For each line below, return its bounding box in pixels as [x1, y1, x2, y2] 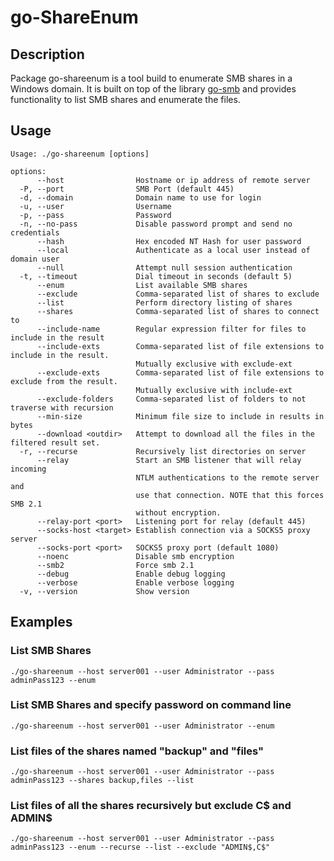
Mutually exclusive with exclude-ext [135, 359, 293, 369]
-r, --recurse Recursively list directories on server [19, 446, 307, 456]
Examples [10, 614, 73, 631]
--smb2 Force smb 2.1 [36, 560, 195, 570]
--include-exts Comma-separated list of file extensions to [36, 341, 325, 351]
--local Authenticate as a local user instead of [36, 245, 311, 255]
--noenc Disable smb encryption [36, 551, 235, 561]
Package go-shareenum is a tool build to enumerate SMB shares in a [10, 72, 293, 84]
